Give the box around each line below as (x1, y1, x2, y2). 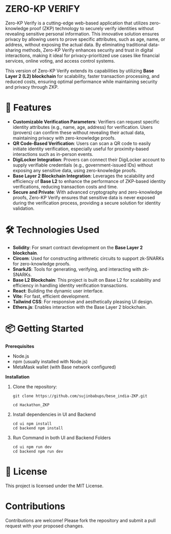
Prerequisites (5, 343, 35, 349)
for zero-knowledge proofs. (12, 260, 71, 266)
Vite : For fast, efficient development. (12, 293, 90, 299)
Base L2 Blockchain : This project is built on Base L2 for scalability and (12, 277, 161, 283)
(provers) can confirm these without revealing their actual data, (12, 129, 146, 136)
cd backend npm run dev (12, 449, 64, 454)
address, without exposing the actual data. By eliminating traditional (5, 41, 148, 47)
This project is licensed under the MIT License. (5, 483, 104, 489)
